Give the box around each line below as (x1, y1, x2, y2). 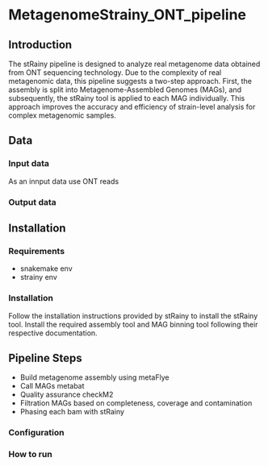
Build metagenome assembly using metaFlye (19, 372, 170, 382)
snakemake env (19, 264, 73, 273)
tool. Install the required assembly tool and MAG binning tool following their (8, 319, 258, 329)
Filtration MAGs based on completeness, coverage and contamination (19, 398, 253, 408)
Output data (8, 196, 57, 207)
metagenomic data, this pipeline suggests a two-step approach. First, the (8, 77, 253, 85)
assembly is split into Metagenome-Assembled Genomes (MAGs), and (8, 85, 242, 94)
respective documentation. (8, 328, 98, 338)
